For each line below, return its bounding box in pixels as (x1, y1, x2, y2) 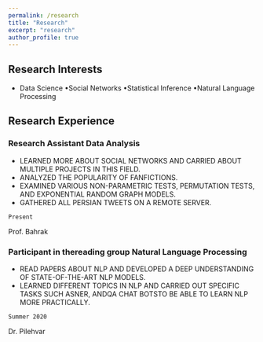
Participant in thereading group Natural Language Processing (8, 246, 247, 257)
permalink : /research (8, 11, 79, 20)
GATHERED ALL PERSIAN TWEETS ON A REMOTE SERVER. (19, 197, 212, 207)
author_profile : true (8, 33, 79, 42)
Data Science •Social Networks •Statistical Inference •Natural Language (19, 83, 255, 93)
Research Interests (8, 62, 103, 75)
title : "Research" (8, 19, 68, 27)
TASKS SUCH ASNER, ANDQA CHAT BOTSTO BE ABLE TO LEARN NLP (19, 289, 249, 299)
